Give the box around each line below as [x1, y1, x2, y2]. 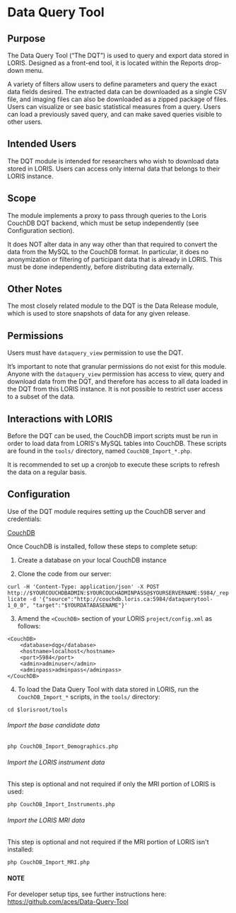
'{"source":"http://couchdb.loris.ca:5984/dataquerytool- [38, 595, 213, 602]
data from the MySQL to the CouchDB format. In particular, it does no [7, 247, 209, 255]
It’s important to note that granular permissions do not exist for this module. [7, 362, 227, 371]
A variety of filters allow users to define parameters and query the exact [7, 80, 217, 88]
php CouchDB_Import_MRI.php [7, 859, 90, 866]
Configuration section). [7, 226, 75, 234]
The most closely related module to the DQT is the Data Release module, [7, 302, 219, 310]
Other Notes [7, 283, 62, 295]
